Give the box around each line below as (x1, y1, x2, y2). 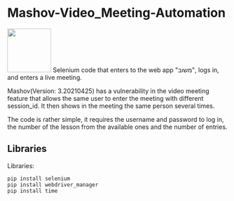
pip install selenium (7, 175, 71, 182)
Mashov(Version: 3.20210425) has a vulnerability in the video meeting (7, 86, 209, 95)
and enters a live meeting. (7, 73, 83, 81)
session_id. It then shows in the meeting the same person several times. (7, 102, 215, 110)
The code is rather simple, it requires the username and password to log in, (7, 115, 224, 123)
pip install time (7, 187, 58, 194)
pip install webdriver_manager (7, 181, 99, 188)
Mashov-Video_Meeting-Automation (7, 5, 226, 21)
